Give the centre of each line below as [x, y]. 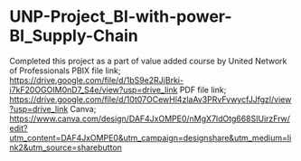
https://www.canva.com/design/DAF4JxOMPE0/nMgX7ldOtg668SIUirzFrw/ [150, 118]
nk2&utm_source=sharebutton [66, 147]
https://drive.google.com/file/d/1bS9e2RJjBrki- [96, 80]
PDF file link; [203, 90]
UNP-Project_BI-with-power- [121, 17]
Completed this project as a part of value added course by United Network [148, 61]
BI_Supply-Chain [74, 36]
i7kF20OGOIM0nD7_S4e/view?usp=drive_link [94, 90]
